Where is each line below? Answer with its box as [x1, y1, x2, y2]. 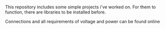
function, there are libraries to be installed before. [5, 9, 106, 15]
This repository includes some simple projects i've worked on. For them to [5, 4, 156, 10]
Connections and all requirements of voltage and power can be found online [5, 19, 160, 24]
